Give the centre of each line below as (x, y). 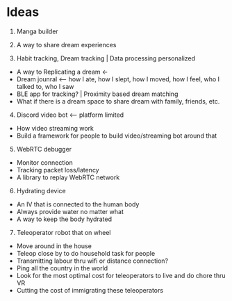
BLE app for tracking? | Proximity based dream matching (97, 94)
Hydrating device (41, 190)
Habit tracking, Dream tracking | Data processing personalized (106, 58)
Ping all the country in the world (62, 268)
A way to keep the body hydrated (64, 219)
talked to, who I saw (45, 86)
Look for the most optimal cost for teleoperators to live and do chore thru (121, 275)
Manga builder (37, 31)
